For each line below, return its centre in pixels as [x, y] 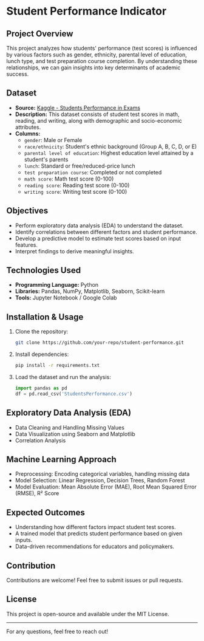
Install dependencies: [42, 354]
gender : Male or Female [53, 140]
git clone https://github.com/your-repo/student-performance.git [99, 343]
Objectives [27, 211]
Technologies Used [43, 271]
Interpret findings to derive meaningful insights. [75, 251]
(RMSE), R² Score [37, 493]
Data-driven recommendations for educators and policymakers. [95, 547]
